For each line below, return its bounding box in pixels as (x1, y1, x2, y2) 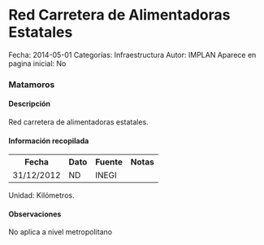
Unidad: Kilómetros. (8, 190, 75, 200)
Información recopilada (8, 136, 89, 146)
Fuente (94, 156, 123, 168)
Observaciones (8, 209, 62, 219)
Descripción (8, 99, 51, 109)
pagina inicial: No (8, 59, 67, 68)
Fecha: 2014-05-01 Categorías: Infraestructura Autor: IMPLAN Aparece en (8, 50, 257, 59)
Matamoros (8, 79, 55, 90)
